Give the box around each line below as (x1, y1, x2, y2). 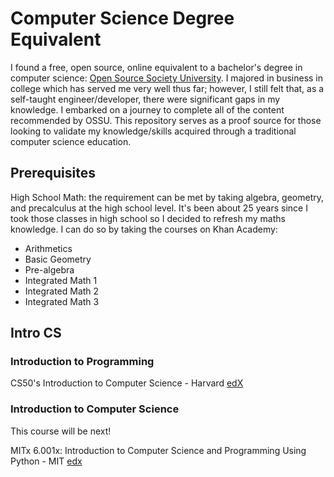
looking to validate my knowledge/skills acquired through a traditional (10, 125, 297, 137)
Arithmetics (24, 242, 73, 254)
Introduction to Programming (10, 355, 155, 369)
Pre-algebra (24, 263, 75, 276)
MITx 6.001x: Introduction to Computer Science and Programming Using (10, 444, 307, 456)
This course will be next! (10, 425, 112, 437)
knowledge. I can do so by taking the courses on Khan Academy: (10, 223, 278, 235)
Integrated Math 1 (24, 274, 98, 286)
